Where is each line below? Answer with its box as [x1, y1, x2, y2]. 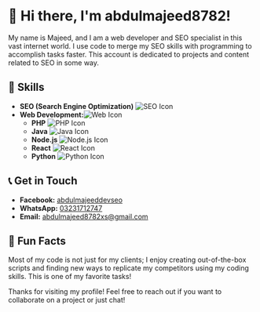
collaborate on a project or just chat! [8, 296, 126, 305]
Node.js [31, 135, 58, 144]
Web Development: [19, 110, 84, 119]
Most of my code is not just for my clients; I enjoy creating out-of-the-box [8, 255, 247, 265]
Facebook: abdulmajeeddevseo [19, 195, 123, 205]
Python [31, 151, 57, 161]
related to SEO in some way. [8, 58, 100, 67]
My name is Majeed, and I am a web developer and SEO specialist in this [8, 33, 243, 42]
